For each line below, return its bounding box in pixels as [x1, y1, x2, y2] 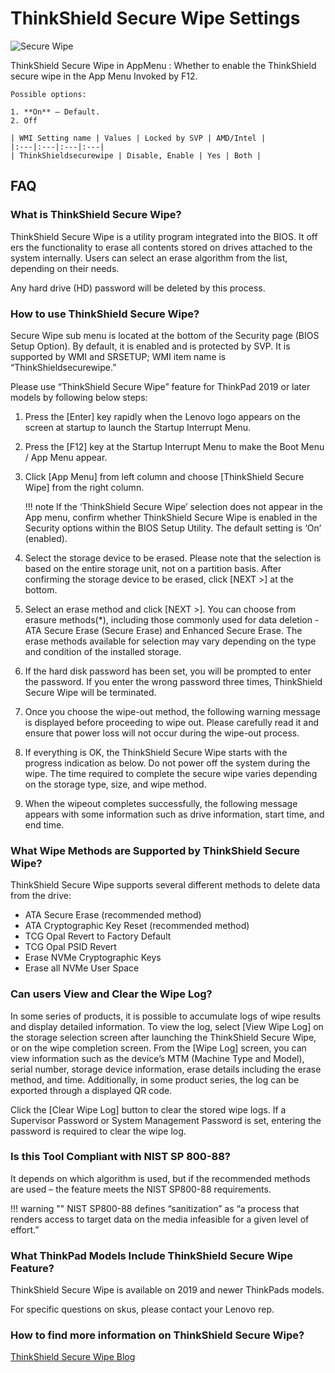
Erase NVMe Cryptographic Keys [24, 952, 162, 964]
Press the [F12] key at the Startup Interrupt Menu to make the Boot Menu [24, 440, 325, 452]
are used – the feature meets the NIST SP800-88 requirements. [10, 1183, 272, 1195]
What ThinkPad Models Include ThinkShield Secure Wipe [10, 1248, 294, 1262]
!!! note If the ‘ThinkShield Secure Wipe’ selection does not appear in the [24, 500, 323, 512]
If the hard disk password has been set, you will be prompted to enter [24, 665, 312, 677]
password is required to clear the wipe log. [10, 1125, 187, 1137]
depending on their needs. [10, 262, 120, 274]
